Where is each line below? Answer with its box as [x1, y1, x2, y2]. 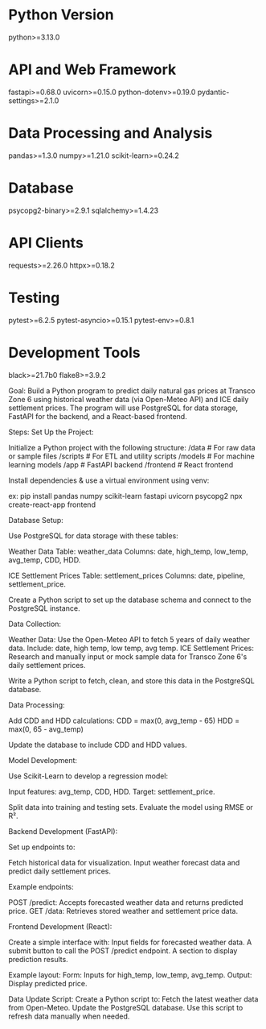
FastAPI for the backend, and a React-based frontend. [8, 411, 187, 421]
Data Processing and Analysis [8, 124, 213, 143]
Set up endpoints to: [8, 842, 76, 852]
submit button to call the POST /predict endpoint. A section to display [8, 945, 238, 956]
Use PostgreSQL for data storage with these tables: [8, 530, 178, 541]
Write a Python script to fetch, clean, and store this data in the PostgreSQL [8, 675, 255, 686]
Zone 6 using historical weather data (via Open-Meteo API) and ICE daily [8, 394, 249, 404]
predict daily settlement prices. [8, 866, 111, 876]
